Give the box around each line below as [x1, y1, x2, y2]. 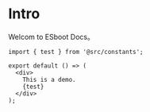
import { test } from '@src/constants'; [8, 48, 144, 56]
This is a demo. [22, 75, 77, 83]
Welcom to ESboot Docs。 [8, 32, 95, 41]
